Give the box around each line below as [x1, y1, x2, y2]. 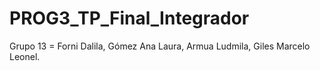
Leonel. [9, 50, 41, 62]
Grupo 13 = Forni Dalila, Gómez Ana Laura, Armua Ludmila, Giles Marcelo [9, 40, 311, 52]
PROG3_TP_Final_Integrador [9, 7, 250, 30]
